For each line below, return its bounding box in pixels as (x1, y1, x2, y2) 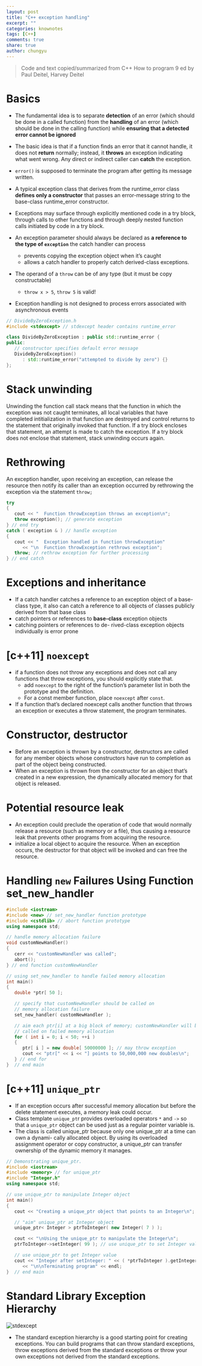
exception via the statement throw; (6, 488, 93, 495)
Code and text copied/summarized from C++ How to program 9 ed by (20, 64, 194, 72)
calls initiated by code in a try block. (14, 222, 105, 229)
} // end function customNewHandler (6, 962, 98, 968)
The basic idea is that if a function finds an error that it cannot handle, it (14, 143, 193, 150)
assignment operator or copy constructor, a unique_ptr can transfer (14, 1140, 182, 1148)
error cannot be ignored (14, 131, 76, 138)
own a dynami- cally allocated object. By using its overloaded (14, 1134, 168, 1141)
